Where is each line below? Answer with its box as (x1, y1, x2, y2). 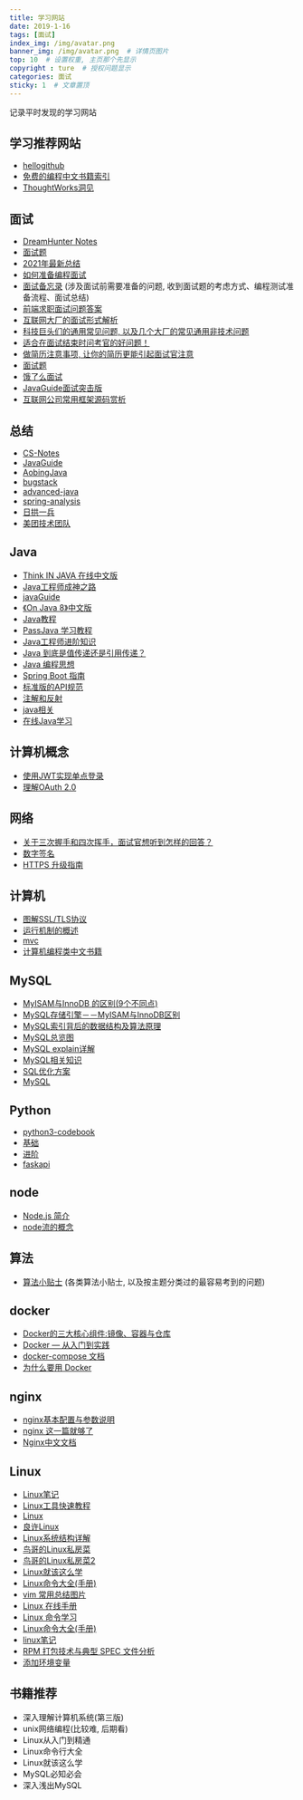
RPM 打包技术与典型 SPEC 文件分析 (22, 1646, 156, 1656)
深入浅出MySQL (22, 1779, 82, 1790)
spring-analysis (22, 496, 81, 507)
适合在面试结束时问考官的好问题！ (22, 337, 150, 349)
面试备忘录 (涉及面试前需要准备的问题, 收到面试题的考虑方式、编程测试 (22, 281, 287, 292)
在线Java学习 (22, 715, 73, 726)
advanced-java (22, 486, 80, 497)
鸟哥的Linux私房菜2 (22, 1555, 96, 1565)
